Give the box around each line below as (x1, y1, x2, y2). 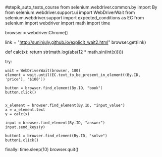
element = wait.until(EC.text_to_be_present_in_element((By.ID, (5, 73, 141, 78)
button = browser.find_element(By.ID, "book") (5, 85, 103, 90)
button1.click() (5, 138, 39, 143)
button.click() (5, 90, 37, 95)
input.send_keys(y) (5, 125, 46, 130)
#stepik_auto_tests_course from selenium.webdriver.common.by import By (5, 4, 158, 10)
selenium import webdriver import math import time (5, 20, 110, 26)
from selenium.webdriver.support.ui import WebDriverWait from (5, 9, 135, 15)
